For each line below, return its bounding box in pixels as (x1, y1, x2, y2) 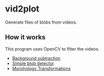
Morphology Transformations (12, 65, 71, 71)
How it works (5, 33, 46, 41)
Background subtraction (12, 55, 61, 61)
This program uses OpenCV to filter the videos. (5, 46, 100, 51)
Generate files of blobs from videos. (5, 19, 77, 25)
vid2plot (5, 3, 40, 14)
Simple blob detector (12, 60, 54, 66)
